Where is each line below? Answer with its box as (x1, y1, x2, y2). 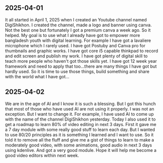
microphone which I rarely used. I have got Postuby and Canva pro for (5, 42, 145, 48)
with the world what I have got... (5, 73, 70, 79)
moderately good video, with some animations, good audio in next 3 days (5, 142, 152, 148)
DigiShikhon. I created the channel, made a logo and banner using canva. (5, 22, 152, 28)
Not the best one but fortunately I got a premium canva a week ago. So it (5, 27, 151, 33)
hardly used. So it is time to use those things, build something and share (5, 68, 150, 74)
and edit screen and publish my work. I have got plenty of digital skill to (5, 53, 148, 59)
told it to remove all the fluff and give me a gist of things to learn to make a (5, 137, 154, 143)
